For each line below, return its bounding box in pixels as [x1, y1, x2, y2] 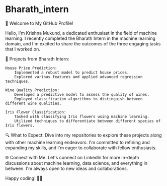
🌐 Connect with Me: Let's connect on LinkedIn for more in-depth [5, 154, 139, 160]
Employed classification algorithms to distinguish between [14, 96, 143, 101]
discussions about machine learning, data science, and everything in [5, 160, 147, 166]
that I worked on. [5, 46, 40, 52]
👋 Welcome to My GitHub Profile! [5, 20, 73, 26]
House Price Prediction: [5, 66, 57, 71]
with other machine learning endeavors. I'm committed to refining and [5, 139, 150, 145]
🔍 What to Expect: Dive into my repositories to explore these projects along [5, 132, 162, 138]
